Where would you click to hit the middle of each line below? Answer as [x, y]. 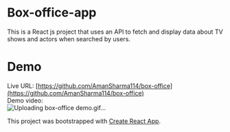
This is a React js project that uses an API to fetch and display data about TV [115, 32]
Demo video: [25, 100]
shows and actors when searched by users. [69, 38]
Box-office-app [52, 13]
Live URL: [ [23, 86]
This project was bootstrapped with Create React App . [84, 121]
